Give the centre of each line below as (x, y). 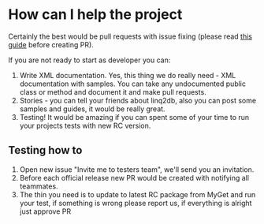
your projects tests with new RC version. (85, 125)
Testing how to (45, 150)
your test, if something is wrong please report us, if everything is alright (136, 203)
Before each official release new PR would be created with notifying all (134, 177)
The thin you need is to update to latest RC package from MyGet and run (138, 194)
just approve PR (45, 211)
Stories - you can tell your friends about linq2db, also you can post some (138, 100)
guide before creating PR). (51, 44)
